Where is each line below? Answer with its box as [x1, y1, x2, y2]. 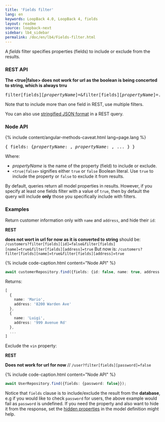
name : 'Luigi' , [14, 315, 45, 321]
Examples [5, 206, 30, 213]
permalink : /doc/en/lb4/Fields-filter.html [5, 35, 96, 40]
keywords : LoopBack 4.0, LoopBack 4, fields [5, 16, 98, 21]
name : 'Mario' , [14, 297, 45, 302]
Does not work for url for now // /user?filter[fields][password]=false [5, 362, 151, 368]
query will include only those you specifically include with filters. [5, 193, 137, 199]
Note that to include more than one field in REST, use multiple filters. [5, 101, 144, 107]
